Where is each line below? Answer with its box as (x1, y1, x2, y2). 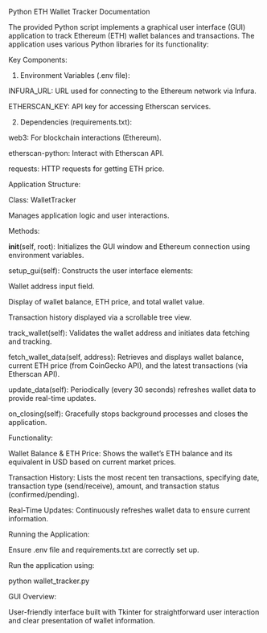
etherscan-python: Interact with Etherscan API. (8, 149, 165, 157)
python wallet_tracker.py (8, 576, 90, 586)
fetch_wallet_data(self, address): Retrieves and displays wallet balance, (8, 353, 244, 361)
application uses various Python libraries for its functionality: (8, 39, 209, 49)
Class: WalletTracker (8, 195, 76, 204)
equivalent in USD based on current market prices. (8, 457, 177, 467)
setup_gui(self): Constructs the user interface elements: (8, 266, 194, 276)
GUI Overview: (8, 592, 57, 601)
